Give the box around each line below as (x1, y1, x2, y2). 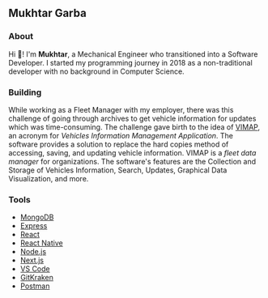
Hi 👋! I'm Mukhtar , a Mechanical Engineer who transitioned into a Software (8, 49, 258, 59)
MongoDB (19, 212, 54, 222)
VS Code (19, 264, 50, 274)
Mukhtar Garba (8, 6, 87, 20)
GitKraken (19, 273, 54, 283)
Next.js (19, 255, 45, 266)
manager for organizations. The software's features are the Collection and (8, 156, 257, 166)
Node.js (19, 247, 47, 257)
